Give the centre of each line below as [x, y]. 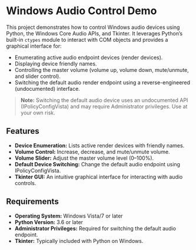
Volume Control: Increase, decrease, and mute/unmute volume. [92, 152]
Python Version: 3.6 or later [49, 222]
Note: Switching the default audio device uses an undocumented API [104, 100]
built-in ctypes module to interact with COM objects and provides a [87, 40]
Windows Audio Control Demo [82, 11]
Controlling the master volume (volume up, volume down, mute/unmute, [102, 70]
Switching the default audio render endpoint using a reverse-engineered [102, 82]
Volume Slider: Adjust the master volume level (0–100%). [84, 158]
